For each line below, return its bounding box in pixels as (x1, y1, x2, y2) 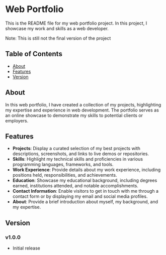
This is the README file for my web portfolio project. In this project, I (5, 20, 147, 26)
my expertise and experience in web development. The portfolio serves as (5, 107, 159, 113)
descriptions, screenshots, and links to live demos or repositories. (12, 151, 149, 157)
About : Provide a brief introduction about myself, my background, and (12, 199, 158, 205)
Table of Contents (5, 50, 63, 58)
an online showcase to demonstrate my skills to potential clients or (5, 112, 143, 118)
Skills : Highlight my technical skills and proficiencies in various (12, 156, 143, 162)
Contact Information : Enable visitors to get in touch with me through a (12, 188, 159, 194)
